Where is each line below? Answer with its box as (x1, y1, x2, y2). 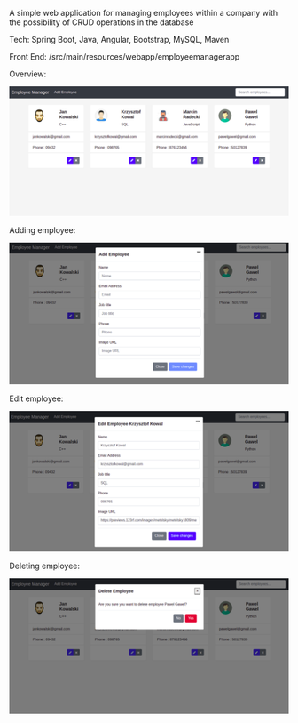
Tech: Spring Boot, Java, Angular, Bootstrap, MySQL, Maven (9, 35, 230, 44)
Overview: (9, 68, 47, 79)
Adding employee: (9, 225, 76, 236)
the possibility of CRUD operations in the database (9, 17, 194, 28)
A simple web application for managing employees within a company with (9, 8, 278, 18)
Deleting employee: (9, 560, 81, 571)
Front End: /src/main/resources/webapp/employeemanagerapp (9, 52, 240, 61)
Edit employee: (9, 393, 64, 404)
